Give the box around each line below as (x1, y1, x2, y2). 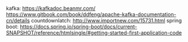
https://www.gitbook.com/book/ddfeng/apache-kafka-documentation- (6, 11, 176, 18)
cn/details (6, 17, 30, 24)
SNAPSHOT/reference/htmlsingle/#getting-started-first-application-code (6, 29, 182, 36)
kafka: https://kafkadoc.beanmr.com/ (6, 5, 96, 12)
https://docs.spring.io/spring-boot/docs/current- (19, 23, 137, 30)
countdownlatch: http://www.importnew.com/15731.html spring (31, 17, 182, 24)
